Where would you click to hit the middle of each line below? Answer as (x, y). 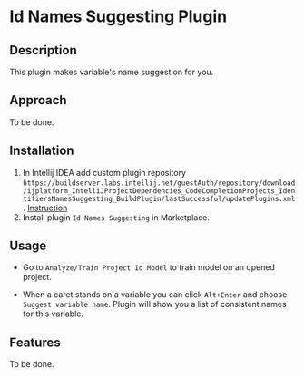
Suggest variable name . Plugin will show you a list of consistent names (155, 304)
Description (43, 50)
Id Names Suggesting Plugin (118, 17)
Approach (38, 100)
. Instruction (45, 208)
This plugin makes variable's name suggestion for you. (112, 72)
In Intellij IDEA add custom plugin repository (104, 172)
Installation (42, 151)
